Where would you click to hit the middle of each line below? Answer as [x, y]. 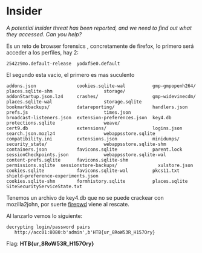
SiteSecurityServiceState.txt [44, 186]
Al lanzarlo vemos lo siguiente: [44, 215]
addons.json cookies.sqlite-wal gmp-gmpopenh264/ [101, 86]
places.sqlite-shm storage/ [66, 91]
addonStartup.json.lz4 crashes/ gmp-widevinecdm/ [101, 96]
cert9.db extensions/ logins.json [94, 128]
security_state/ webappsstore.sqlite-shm [86, 144]
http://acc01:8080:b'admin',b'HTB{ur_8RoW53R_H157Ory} [85, 232]
